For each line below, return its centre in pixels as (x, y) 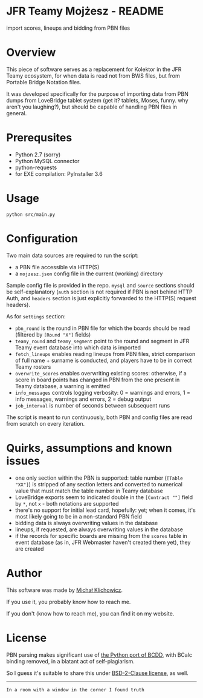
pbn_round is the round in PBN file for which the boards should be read (102, 328)
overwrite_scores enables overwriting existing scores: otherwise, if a (101, 373)
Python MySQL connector (47, 161)
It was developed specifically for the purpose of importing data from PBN (97, 94)
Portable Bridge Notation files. (44, 82)
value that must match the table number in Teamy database (89, 491)
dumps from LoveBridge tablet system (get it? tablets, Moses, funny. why (97, 100)
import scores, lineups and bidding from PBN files (68, 28)
